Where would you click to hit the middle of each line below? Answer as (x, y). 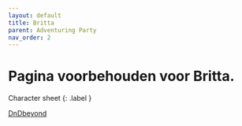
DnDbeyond (28, 113)
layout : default (35, 15)
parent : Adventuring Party (52, 30)
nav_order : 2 (30, 37)
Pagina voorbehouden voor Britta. (121, 76)
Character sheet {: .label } (50, 98)
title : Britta (32, 23)
